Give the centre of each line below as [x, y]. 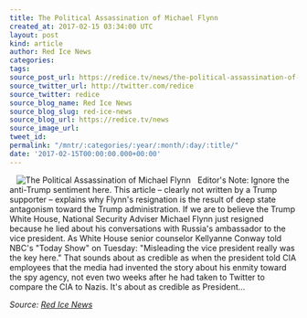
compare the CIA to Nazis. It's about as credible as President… [127, 286]
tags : [20, 69]
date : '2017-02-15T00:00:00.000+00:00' [85, 154]
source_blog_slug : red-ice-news [71, 111]
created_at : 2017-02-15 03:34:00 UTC [81, 26]
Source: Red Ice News [51, 304]
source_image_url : [44, 129]
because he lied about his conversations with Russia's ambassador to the [148, 228]
